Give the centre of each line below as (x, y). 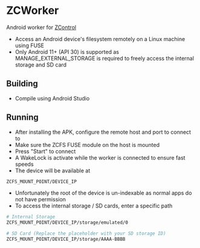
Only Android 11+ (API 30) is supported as (67, 51)
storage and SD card (41, 65)
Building (22, 84)
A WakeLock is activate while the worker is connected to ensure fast (100, 157)
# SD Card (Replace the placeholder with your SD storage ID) (86, 233)
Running (23, 118)
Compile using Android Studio (52, 98)
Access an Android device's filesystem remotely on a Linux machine (100, 39)
